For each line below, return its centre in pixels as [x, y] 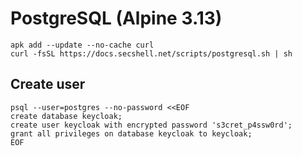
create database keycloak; [66, 116]
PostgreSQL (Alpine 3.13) [116, 18]
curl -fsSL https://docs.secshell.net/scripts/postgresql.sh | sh [151, 53]
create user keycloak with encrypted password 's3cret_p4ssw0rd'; [151, 125]
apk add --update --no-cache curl [82, 45]
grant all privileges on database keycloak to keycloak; [131, 133]
